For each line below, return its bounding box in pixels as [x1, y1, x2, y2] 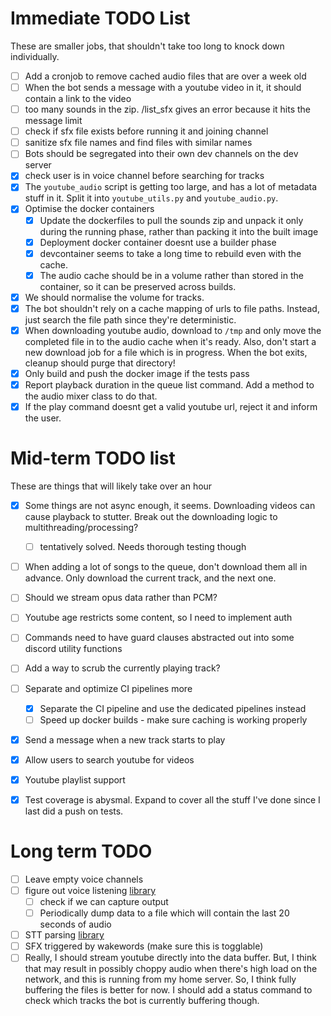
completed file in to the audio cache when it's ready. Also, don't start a [24, 335, 317, 347]
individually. [10, 50, 60, 62]
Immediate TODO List [10, 7, 191, 30]
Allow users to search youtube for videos [24, 753, 195, 766]
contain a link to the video [24, 93, 132, 105]
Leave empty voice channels [24, 873, 144, 885]
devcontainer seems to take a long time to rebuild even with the [39, 247, 302, 259]
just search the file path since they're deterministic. [24, 313, 237, 326]
